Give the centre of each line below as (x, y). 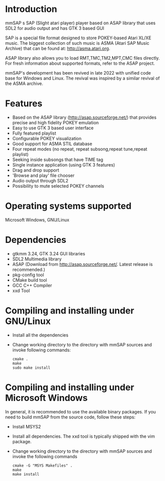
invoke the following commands (45, 456)
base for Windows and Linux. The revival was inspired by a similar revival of (82, 78)
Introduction (31, 9)
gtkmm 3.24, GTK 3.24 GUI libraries (49, 253)
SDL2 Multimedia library (37, 259)
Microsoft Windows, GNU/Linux (37, 220)
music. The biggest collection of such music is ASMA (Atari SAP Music (77, 43)
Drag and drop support (36, 170)
